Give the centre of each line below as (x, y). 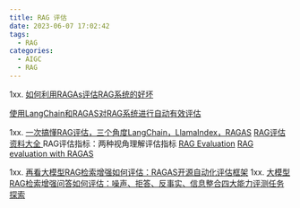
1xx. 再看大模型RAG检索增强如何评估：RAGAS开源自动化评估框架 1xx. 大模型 (150, 172)
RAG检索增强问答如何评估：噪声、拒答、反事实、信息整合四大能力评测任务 (147, 183)
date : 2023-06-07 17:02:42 (60, 26)
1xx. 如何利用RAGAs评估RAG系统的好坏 (81, 94)
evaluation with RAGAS (51, 153)
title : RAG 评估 (38, 17)
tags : (19, 34)
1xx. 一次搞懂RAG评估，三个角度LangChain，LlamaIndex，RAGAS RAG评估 (148, 132)
